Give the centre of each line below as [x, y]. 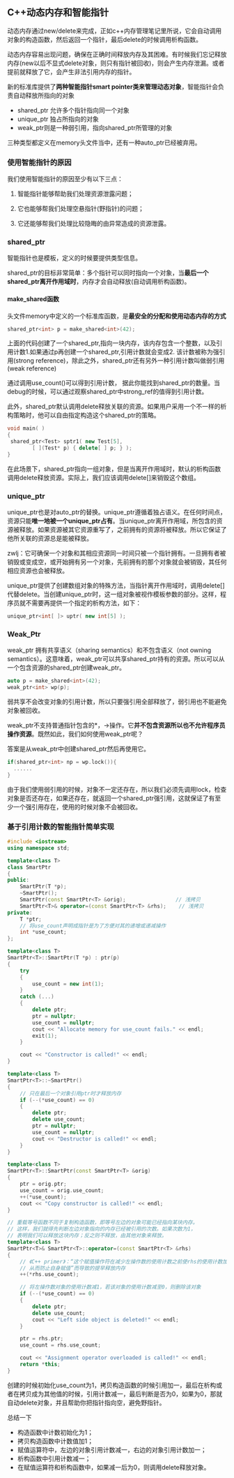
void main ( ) [26, 428]
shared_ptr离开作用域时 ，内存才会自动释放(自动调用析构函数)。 [99, 282]
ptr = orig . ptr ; [44, 1184]
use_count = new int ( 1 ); [68, 984]
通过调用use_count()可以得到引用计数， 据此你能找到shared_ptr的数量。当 [114, 383]
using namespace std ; [39, 848]
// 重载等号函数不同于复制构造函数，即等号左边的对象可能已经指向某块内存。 [103, 1223]
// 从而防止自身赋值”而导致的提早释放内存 [73, 1268]
